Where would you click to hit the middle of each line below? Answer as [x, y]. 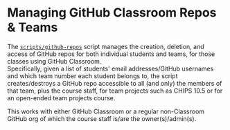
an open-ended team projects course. [61, 98]
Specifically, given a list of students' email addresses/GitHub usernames [110, 68]
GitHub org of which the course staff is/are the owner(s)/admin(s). [102, 118]
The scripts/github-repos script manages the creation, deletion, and [106, 46]
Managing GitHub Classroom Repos [112, 13]
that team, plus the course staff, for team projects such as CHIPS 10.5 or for [115, 91]
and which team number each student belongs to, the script [92, 76]
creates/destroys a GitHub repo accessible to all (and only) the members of [115, 83]
